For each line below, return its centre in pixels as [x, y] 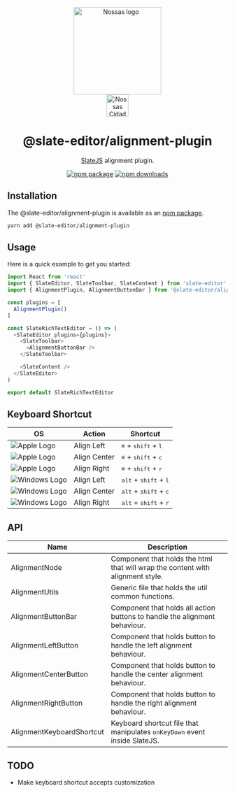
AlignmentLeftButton [45, 645]
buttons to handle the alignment [163, 617]
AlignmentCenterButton [50, 674]
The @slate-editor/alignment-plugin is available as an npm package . [106, 213]
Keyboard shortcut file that [155, 723]
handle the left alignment [151, 645]
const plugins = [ [34, 303]
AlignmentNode [36, 568]
